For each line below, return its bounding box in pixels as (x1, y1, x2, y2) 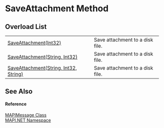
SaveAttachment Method (5, 3, 109, 14)
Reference (5, 101, 27, 107)
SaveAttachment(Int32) (7, 40, 61, 46)
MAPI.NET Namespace (5, 117, 51, 123)
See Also (5, 87, 33, 96)
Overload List (5, 23, 47, 31)
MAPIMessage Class (5, 112, 47, 118)
